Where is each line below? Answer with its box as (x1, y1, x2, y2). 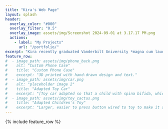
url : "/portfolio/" (18, 44, 59, 49)
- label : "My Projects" (14, 40, 64, 45)
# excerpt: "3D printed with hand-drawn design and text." (5, 72, 137, 77)
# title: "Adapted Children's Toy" (5, 100, 86, 105)
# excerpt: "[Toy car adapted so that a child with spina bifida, (5, 91, 153, 96)
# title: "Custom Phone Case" (5, 68, 75, 73)
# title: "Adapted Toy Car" (5, 86, 70, 91)
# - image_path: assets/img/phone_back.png (5, 58, 99, 63)
